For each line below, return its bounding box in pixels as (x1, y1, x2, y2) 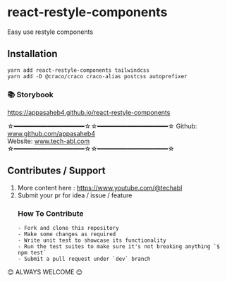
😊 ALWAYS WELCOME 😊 (7, 268, 83, 276)
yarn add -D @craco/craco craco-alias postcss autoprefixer (7, 73, 188, 80)
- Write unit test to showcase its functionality (17, 237, 167, 244)
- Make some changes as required (17, 231, 116, 238)
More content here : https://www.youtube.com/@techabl (17, 183, 183, 192)
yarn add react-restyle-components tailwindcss (7, 66, 150, 74)
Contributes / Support (7, 165, 106, 177)
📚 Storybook (7, 90, 54, 99)
